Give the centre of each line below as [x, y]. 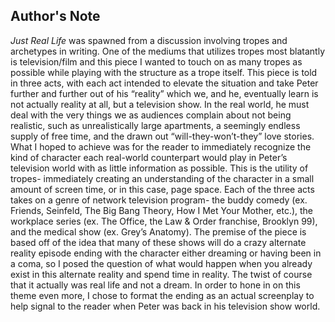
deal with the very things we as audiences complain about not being [151, 115]
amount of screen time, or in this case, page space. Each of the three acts [162, 189]
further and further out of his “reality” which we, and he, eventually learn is [164, 93]
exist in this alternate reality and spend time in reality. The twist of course [161, 274]
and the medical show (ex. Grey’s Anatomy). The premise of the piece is [158, 231]
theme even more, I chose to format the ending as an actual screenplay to [162, 295]
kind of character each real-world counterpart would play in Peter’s [149, 157]
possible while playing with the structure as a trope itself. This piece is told [164, 72]
